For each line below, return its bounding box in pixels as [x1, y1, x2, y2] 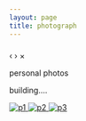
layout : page [9, 12, 58, 22]
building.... [9, 85, 48, 96]
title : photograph [9, 21, 77, 30]
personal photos [9, 68, 69, 78]
